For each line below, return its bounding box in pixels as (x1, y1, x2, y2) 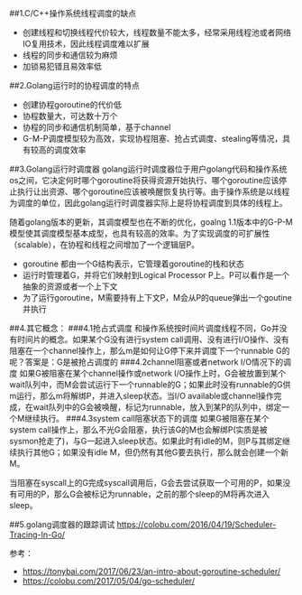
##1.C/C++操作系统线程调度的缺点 (9, 8, 137, 18)
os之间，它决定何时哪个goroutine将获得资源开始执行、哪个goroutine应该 (9, 175, 279, 185)
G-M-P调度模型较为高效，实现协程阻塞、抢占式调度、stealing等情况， (22, 134, 283, 144)
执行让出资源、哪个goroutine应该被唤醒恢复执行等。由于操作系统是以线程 (16, 186, 290, 197)
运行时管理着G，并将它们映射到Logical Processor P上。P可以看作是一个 (22, 270, 290, 280)
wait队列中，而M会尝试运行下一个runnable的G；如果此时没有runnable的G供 (9, 379, 291, 390)
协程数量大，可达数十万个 (22, 111, 118, 121)
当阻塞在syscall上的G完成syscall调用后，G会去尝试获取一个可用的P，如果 (9, 478, 283, 488)
